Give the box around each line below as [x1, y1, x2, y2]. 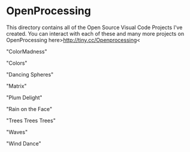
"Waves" [6, 128, 28, 135]
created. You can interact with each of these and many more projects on [6, 30, 184, 37]
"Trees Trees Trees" [6, 117, 56, 124]
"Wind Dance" [6, 140, 42, 147]
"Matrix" [6, 82, 27, 90]
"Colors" [6, 59, 28, 66]
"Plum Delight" [6, 94, 43, 101]
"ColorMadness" [6, 47, 48, 55]
